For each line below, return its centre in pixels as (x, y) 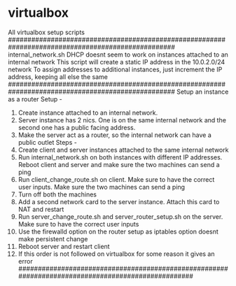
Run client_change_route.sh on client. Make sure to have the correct (116, 179)
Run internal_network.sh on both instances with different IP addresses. (120, 157)
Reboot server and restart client (64, 246)
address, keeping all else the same (58, 77)
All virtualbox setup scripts (46, 32)
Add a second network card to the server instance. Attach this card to (119, 201)
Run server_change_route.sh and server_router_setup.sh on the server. (120, 216)
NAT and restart (41, 209)
